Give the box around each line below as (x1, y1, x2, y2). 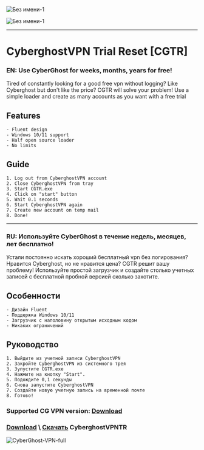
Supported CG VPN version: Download (6, 406, 123, 415)
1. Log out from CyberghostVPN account (6, 175, 107, 182)
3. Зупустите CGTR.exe (6, 366, 64, 372)
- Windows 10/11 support (6, 132, 69, 138)
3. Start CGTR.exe (6, 186, 53, 192)
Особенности (6, 291, 61, 301)
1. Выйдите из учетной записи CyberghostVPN (6, 356, 121, 362)
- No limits (6, 143, 36, 149)
